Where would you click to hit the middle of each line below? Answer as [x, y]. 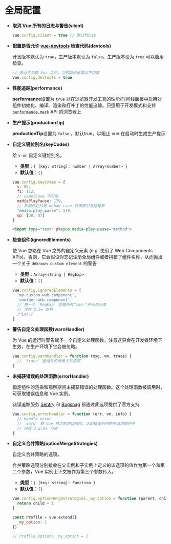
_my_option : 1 [32, 522]
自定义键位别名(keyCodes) [41, 144]
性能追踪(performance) [37, 88]
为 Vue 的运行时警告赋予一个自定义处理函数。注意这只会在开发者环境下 [87, 340]
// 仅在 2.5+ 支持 [35, 309]
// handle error [34, 419]
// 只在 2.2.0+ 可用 [37, 428]
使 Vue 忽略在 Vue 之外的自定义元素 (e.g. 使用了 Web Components [82, 251]
